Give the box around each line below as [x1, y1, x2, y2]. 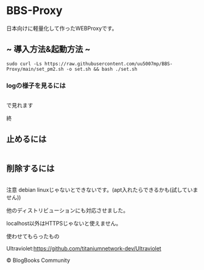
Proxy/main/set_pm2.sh [6, 66, 64, 72]
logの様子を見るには [6, 81, 66, 90]
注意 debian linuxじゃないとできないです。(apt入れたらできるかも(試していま [6, 186, 199, 193]
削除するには [6, 163, 55, 174]
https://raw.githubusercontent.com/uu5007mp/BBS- [44, 60, 173, 67]
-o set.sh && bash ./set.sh [66, 66, 138, 72]
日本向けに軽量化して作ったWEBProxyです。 [6, 24, 118, 32]
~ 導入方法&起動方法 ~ [6, 44, 91, 55]
